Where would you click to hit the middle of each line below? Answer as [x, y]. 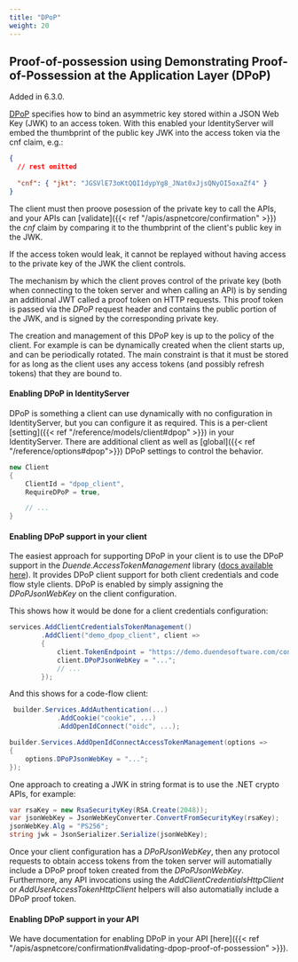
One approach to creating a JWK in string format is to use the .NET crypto [144, 784]
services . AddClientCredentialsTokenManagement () [101, 627]
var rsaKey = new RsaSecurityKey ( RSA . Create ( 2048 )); [109, 810]
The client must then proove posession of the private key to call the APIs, [143, 209]
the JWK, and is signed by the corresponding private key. [114, 318]
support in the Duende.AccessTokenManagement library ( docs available [141, 565]
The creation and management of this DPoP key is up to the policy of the [142, 335]
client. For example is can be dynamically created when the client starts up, [147, 345]
